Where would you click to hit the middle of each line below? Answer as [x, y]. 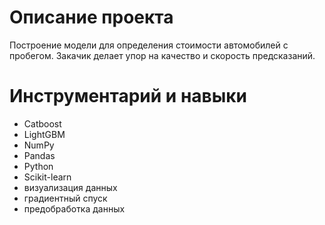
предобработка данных [74, 208]
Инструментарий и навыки [128, 96]
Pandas [39, 155]
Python [38, 166]
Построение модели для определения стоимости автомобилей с [149, 45]
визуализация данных [70, 187]
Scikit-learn [47, 177]
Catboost [42, 123]
